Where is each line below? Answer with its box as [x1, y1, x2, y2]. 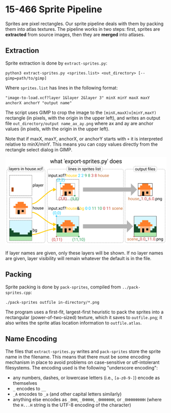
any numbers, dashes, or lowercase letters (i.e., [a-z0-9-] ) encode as [12, 375, 160, 381]
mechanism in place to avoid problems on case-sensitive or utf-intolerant [5, 359, 160, 365]
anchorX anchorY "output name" [5, 100, 72, 106]
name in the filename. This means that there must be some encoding [5, 353, 151, 360]
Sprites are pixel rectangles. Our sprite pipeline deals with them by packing [5, 21, 164, 27]
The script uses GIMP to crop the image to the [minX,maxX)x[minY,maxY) [5, 109, 157, 115]
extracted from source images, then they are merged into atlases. [5, 31, 145, 37]
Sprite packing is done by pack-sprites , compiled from [5, 284, 121, 290]
